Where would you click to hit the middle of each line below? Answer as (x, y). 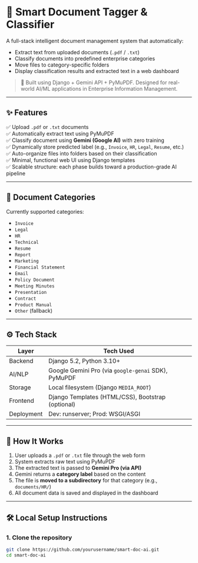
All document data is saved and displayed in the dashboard (86, 493)
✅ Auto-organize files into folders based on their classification (82, 153)
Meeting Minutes (34, 286)
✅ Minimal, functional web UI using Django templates (71, 160)
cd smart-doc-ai (26, 555)
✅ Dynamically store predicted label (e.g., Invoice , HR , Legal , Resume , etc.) (95, 147)
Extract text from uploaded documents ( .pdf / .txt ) (77, 52)
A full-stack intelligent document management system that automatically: (95, 41)
